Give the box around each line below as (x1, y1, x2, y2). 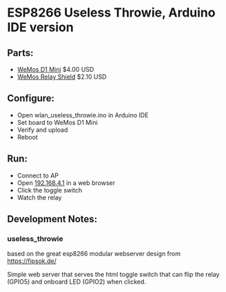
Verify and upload (17, 126, 68, 134)
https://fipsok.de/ (7, 257, 56, 265)
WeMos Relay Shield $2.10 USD (17, 72, 107, 81)
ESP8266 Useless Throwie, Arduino (7, 5, 216, 21)
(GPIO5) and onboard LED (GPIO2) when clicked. (7, 278, 147, 286)
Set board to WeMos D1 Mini (17, 118, 98, 126)
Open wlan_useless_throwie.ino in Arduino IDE (17, 110, 149, 119)
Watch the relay (17, 193, 62, 202)
